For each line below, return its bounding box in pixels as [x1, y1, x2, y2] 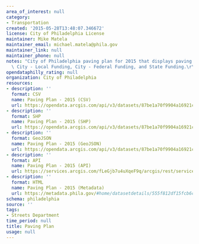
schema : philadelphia [6, 196, 60, 202]
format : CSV [11, 91, 41, 97]
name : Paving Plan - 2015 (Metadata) [11, 185, 105, 191]
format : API [11, 158, 41, 163]
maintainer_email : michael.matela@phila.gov [6, 42, 118, 48]
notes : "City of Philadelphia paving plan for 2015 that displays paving [6, 58, 192, 64]
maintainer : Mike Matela [6, 36, 68, 42]
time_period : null [6, 218, 52, 224]
